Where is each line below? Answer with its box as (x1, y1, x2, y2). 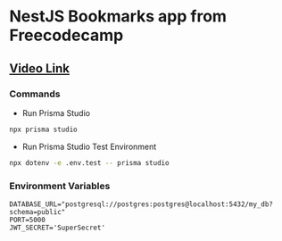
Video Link (9, 61, 70, 76)
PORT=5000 (9, 215, 46, 224)
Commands (9, 87, 61, 100)
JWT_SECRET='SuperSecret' (9, 223, 105, 232)
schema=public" (9, 207, 66, 216)
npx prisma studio (9, 125, 78, 134)
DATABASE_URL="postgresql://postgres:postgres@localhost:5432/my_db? (9, 199, 274, 209)
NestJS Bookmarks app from (9, 6, 228, 27)
